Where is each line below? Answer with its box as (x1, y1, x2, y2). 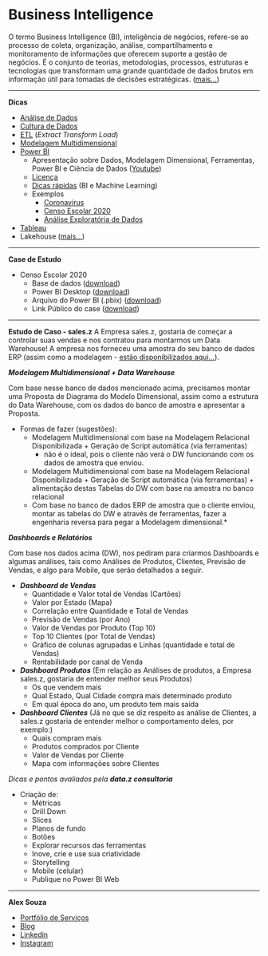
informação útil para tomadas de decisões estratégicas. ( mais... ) (8, 74, 220, 84)
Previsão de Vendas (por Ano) (31, 614, 131, 624)
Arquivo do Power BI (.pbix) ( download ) (31, 295, 162, 305)
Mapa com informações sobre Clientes (31, 758, 160, 768)
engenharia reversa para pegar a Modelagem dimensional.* (31, 517, 228, 527)
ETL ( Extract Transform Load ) (19, 129, 119, 139)
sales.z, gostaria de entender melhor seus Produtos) (19, 674, 193, 683)
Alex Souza (8, 897, 47, 907)
